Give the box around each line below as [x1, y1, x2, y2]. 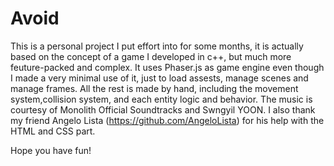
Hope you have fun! [10, 144, 92, 156]
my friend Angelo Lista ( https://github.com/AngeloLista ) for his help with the [10, 114, 325, 126]
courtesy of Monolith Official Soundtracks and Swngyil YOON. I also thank [10, 103, 316, 116]
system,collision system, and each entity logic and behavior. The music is [10, 93, 313, 105]
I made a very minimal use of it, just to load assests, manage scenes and [10, 72, 309, 84]
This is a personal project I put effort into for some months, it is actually [10, 40, 304, 52]
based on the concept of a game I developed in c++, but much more [10, 50, 292, 62]
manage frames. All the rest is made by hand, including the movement [10, 82, 299, 94]
